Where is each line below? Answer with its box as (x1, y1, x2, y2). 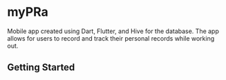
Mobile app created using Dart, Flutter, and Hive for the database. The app (7, 27, 220, 35)
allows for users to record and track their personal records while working (7, 34, 215, 42)
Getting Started (7, 61, 75, 73)
